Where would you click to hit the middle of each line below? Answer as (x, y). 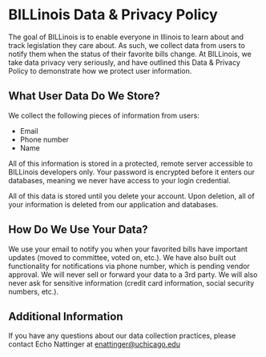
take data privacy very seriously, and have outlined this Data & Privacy (124, 62)
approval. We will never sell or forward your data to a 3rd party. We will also (133, 275)
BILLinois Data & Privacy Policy (113, 15)
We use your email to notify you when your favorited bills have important (128, 249)
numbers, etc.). (33, 291)
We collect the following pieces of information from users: (104, 115)
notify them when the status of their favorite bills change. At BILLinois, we (130, 54)
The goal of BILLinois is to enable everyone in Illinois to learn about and (126, 37)
